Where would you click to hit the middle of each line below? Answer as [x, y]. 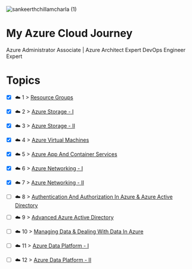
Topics [23, 80]
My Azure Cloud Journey [69, 33]
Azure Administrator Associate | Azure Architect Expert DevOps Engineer [96, 50]
